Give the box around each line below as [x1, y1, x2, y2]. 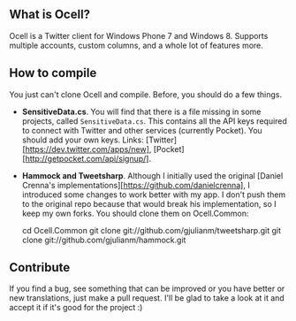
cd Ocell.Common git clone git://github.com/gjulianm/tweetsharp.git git [21, 225, 281, 235]
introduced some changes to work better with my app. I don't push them [21, 189, 286, 200]
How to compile [9, 65, 97, 80]
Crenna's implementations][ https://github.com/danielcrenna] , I [21, 180, 250, 190]
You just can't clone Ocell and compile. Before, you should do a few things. [9, 88, 283, 100]
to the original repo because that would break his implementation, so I [21, 198, 277, 209]
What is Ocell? [9, 7, 91, 22]
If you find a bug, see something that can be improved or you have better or [9, 283, 285, 294]
